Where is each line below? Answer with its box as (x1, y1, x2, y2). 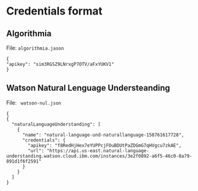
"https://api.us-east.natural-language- (46, 147, 149, 154)
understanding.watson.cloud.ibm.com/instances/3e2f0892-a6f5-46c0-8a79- (6, 153, 193, 159)
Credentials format (6, 4, 103, 18)
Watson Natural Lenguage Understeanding (6, 83, 170, 93)
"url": (28, 147, 45, 154)
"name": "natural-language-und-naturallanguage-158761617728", (22, 132, 185, 138)
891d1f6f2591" (6, 158, 42, 164)
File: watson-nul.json (6, 99, 61, 106)
